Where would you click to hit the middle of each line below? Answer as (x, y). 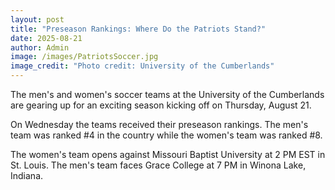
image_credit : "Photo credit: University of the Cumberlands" (142, 66)
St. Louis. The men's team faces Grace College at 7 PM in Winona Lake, (158, 165)
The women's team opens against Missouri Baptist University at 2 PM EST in (168, 154)
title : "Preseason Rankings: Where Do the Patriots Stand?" (138, 29)
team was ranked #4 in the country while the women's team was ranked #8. (166, 135)
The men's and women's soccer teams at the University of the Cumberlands (167, 94)
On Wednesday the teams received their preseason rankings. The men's (159, 124)
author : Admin (40, 47)
